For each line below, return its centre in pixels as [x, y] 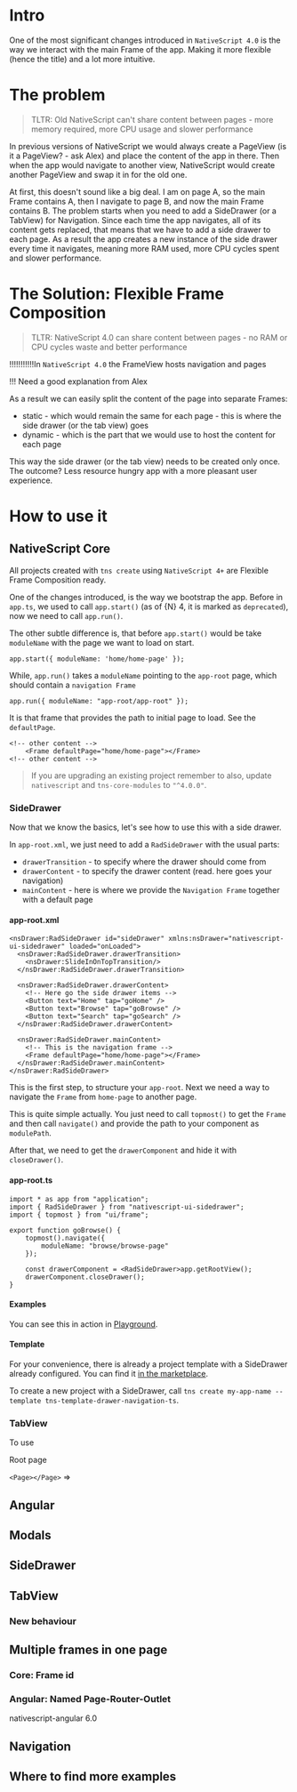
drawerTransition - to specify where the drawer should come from [144, 862]
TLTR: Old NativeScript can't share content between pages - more [152, 119]
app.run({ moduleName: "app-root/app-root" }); [99, 701]
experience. [31, 480]
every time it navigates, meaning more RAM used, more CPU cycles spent [144, 248]
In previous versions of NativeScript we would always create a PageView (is [148, 146]
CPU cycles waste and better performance [109, 347]
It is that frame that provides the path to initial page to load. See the [132, 718]
